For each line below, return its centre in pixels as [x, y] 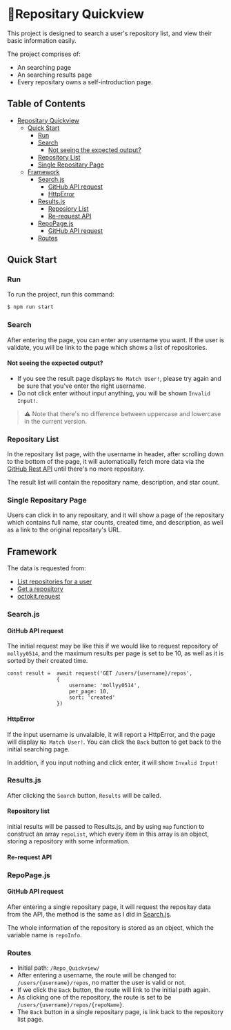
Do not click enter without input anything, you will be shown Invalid [114, 393]
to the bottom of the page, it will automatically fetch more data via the [106, 462]
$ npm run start [30, 307]
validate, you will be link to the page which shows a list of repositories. [107, 347]
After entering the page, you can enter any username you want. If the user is [116, 340]
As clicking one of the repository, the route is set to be [94, 998]
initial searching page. [39, 749]
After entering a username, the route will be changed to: [97, 975]
